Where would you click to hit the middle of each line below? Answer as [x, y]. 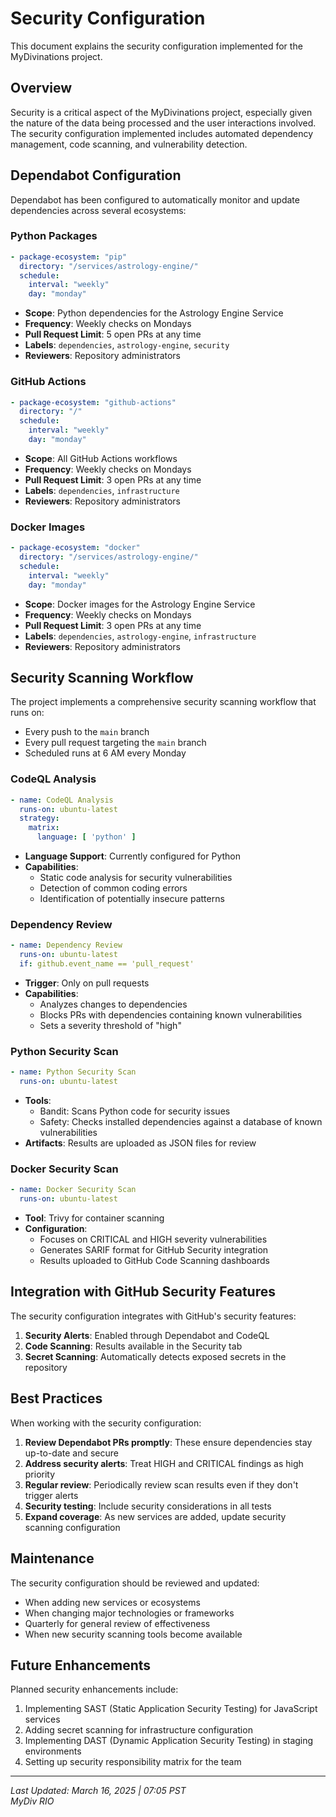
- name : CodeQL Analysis [62, 800]
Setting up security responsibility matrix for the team [133, 1762]
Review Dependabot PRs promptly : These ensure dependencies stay [168, 1442]
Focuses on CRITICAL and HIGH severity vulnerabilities [153, 1239]
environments [53, 1751]
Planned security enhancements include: [94, 1689]
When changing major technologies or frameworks [129, 1613]
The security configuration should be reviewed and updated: [135, 1583]
